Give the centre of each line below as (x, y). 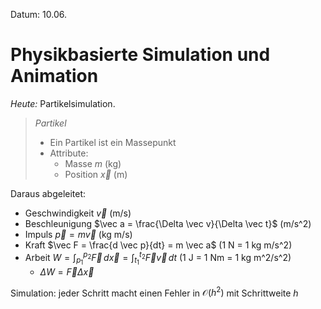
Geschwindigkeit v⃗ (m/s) (78, 213)
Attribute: (69, 153)
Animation (54, 76)
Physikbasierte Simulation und (140, 55)
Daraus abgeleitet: (48, 193)
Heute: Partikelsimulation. (63, 103)
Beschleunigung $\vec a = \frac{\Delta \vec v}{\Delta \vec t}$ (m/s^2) (168, 223)
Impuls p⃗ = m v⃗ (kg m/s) (78, 234)
